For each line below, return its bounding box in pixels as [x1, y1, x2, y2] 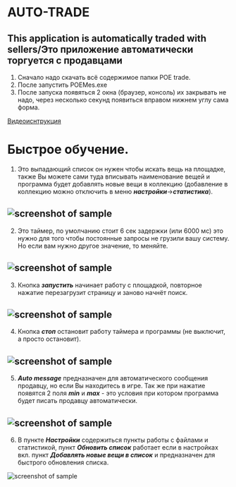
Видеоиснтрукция [7, 117, 61, 125]
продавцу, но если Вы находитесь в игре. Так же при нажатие [17, 382, 206, 390]
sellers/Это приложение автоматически [7, 43, 194, 55]
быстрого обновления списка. [17, 458, 109, 467]
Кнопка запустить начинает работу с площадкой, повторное [17, 280, 203, 289]
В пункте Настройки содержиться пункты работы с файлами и [17, 435, 209, 444]
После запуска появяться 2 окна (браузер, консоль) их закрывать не [17, 88, 227, 96]
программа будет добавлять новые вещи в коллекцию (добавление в [17, 179, 228, 188]
